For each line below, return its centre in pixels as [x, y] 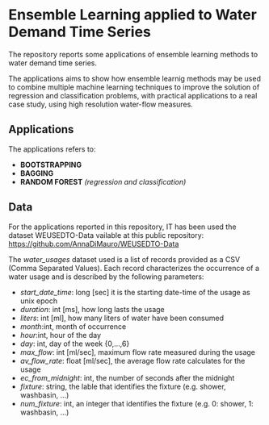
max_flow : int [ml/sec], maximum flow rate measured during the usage [138, 352]
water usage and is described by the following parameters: [106, 277]
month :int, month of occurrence [73, 326]
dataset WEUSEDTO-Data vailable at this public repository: [106, 235]
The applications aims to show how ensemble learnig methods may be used [134, 78]
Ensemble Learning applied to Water [132, 15]
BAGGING [37, 173]
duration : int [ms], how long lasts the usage [92, 309]
